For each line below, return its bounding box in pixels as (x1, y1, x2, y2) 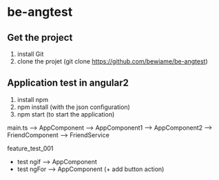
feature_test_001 (7, 144, 54, 152)
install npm (17, 95, 49, 103)
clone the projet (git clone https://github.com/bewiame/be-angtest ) (17, 57, 208, 66)
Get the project (7, 32, 73, 43)
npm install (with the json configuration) (17, 103, 131, 111)
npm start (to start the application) (17, 110, 115, 118)
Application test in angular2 (7, 77, 129, 89)
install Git (17, 50, 44, 58)
